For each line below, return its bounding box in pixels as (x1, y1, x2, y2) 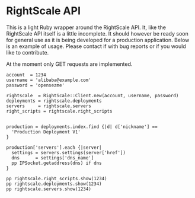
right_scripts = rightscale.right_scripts (6, 108, 113, 114)
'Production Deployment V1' (11, 129, 81, 135)
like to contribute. (6, 49, 49, 56)
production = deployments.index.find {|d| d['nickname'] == (6, 123, 158, 130)
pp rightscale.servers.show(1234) (6, 186, 92, 192)
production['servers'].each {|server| (6, 144, 102, 151)
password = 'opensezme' (6, 82, 65, 88)
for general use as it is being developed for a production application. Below (6, 36, 190, 43)
